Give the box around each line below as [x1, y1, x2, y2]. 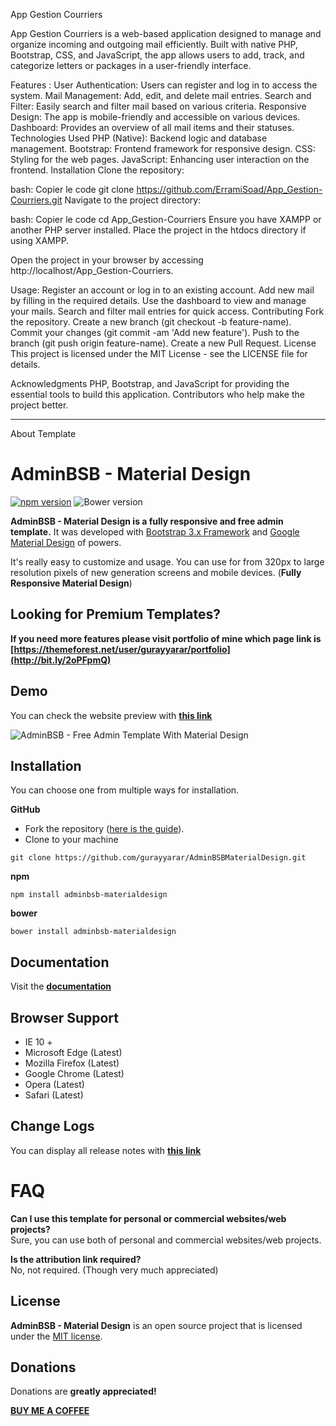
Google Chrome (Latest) [24, 1068, 125, 1079]
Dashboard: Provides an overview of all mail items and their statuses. [10, 122, 295, 133]
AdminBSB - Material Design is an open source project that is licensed [10, 1319, 303, 1331]
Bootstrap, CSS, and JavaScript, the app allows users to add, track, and [10, 49, 305, 61]
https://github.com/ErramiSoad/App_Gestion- [136, 184, 323, 195]
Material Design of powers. [10, 536, 122, 548]
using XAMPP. [10, 235, 70, 246]
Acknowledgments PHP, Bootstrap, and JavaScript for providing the [10, 378, 290, 389]
